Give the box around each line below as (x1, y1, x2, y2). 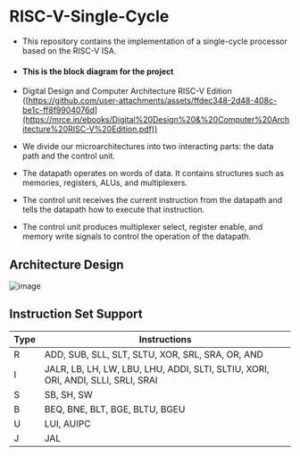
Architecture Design (9, 257, 124, 272)
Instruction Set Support (9, 307, 143, 322)
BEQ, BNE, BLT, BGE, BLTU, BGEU (44, 402, 186, 415)
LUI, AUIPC (44, 418, 91, 430)
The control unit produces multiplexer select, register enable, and (21, 222, 263, 232)
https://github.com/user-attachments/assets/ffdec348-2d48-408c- (28, 96, 278, 106)
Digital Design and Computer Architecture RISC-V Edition (21, 86, 232, 97)
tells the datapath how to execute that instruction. (21, 204, 205, 215)
